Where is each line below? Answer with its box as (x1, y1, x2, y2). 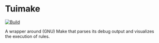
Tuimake (5, 3, 40, 14)
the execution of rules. (5, 33, 50, 39)
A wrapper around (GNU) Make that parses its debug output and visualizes (5, 28, 154, 34)
